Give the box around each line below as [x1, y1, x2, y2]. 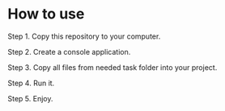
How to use [7, 5, 85, 23]
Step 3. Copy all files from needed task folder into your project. [7, 62, 218, 72]
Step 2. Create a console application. [7, 47, 131, 56]
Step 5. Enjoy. [7, 93, 53, 103]
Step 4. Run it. [7, 78, 55, 88]
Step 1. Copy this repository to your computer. [7, 31, 161, 41]
